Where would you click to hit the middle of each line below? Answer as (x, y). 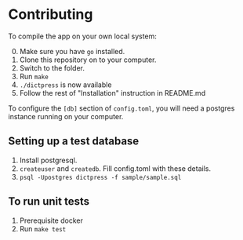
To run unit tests (49, 202)
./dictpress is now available (65, 85)
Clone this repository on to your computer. (88, 60)
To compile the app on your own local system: (82, 36)
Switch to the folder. (52, 67)
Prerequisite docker (51, 220)
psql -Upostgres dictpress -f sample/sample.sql (100, 177)
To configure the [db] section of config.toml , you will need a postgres (121, 108)
